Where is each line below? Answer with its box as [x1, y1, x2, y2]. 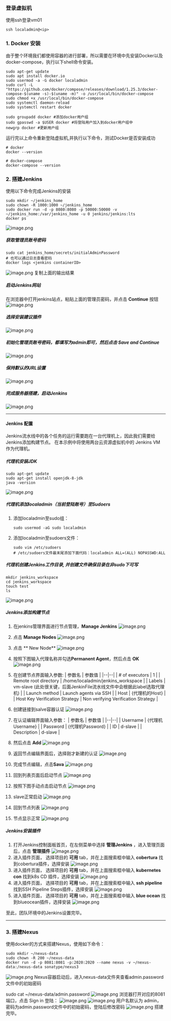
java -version [6, 480, 36, 485]
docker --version [6, 149, 43, 155]
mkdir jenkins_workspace [6, 575, 58, 580]
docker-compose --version [6, 163, 60, 168]
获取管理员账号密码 [6, 237, 46, 243]
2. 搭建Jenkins [6, 176, 43, 183]
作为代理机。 [6, 445, 32, 451]
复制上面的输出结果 [34, 270, 75, 276]
